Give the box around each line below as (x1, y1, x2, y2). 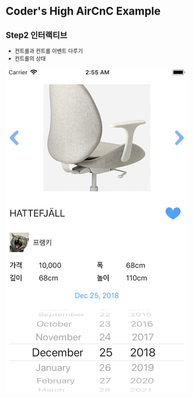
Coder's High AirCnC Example (5, 4, 161, 18)
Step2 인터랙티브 (5, 30, 67, 40)
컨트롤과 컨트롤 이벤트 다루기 (14, 47, 83, 54)
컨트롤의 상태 (14, 55, 46, 62)
